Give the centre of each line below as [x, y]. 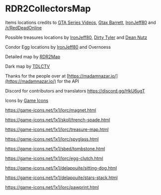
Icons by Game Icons [27, 100]
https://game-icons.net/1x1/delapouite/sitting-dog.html [61, 168]
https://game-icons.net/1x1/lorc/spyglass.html [52, 139]
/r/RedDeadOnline [24, 27]
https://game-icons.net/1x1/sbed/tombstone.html [55, 148]
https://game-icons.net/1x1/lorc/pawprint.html [52, 187]
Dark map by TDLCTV [28, 66]
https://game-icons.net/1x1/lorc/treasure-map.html [57, 129]
